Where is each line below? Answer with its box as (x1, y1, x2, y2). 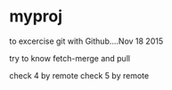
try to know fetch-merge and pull (9, 53, 131, 63)
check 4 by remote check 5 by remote (9, 70, 150, 81)
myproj (9, 6, 63, 27)
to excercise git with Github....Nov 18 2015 (9, 36, 163, 46)
